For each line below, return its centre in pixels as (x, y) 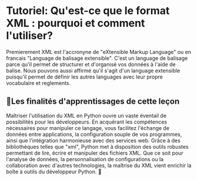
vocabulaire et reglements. (39, 83)
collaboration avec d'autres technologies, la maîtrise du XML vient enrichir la (99, 165)
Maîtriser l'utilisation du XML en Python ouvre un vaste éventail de (86, 115)
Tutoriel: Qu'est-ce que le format (88, 11)
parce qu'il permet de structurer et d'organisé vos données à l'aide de (91, 64)
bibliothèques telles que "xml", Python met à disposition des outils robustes (98, 146)
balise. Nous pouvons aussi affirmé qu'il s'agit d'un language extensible (93, 70)
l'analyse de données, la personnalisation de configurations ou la (85, 159)
